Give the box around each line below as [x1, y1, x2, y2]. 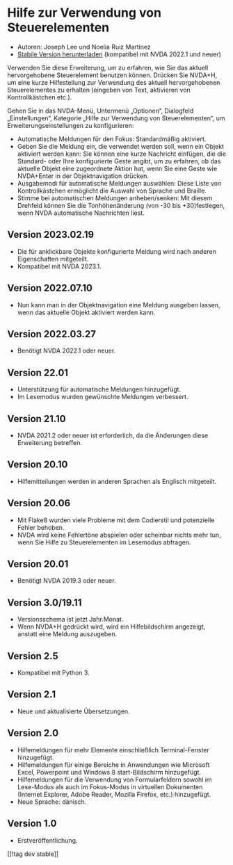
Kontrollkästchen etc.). [7, 92, 72, 102]
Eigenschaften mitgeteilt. [17, 254, 89, 263]
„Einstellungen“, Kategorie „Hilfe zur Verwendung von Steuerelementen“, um [7, 113, 225, 122]
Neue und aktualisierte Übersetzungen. [17, 707, 130, 716]
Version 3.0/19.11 [7, 597, 82, 608]
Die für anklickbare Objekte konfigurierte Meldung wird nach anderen [17, 247, 217, 255]
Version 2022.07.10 [7, 282, 93, 294]
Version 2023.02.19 [7, 229, 95, 241]
